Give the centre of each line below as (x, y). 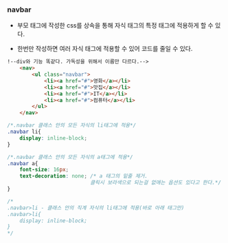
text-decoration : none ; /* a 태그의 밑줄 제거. (84, 176)
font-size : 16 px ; (44, 170)
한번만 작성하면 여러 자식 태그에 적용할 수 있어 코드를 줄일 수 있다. (105, 49)
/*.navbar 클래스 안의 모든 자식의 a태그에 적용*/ (70, 157)
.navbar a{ (23, 163)
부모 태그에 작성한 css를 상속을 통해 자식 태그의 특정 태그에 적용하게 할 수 (115, 25)
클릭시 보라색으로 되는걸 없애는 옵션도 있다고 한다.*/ (156, 183)
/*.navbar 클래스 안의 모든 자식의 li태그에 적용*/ (72, 125)
